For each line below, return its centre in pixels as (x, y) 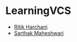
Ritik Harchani (31, 27)
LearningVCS (38, 11)
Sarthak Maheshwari (39, 33)
